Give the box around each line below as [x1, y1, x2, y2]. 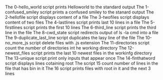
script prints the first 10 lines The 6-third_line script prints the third [23, 25, 157, 30]
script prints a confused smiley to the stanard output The [39, 9, 154, 15]
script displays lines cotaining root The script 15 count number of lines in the [5, 60, 158, 66]
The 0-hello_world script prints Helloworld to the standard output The [5, 4, 145, 10]
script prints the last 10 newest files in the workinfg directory [31, 50, 152, 56]
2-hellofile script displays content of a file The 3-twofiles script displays [5, 14, 149, 20]
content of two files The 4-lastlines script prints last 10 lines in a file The [5, 19, 149, 25]
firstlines [5, 25, 23, 30]
